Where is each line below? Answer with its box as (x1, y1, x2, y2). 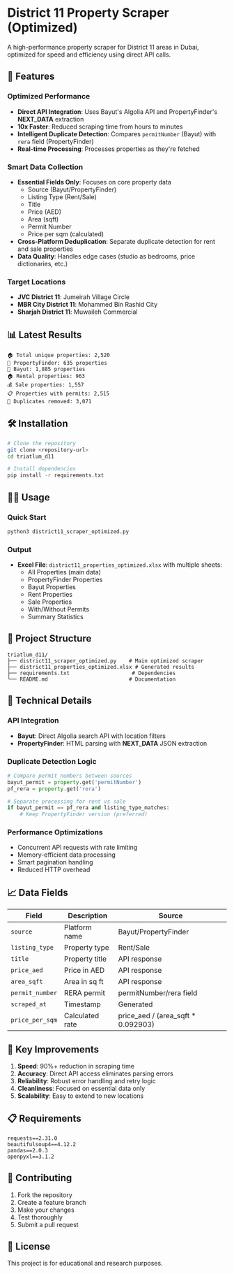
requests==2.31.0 (7, 1134, 58, 1142)
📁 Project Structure (7, 632, 92, 644)
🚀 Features (7, 71, 55, 82)
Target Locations (7, 277, 66, 287)
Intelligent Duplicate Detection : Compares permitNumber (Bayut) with (17, 129, 217, 138)
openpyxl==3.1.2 (7, 1153, 54, 1160)
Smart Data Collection (7, 162, 84, 172)
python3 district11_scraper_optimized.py (7, 528, 130, 535)
